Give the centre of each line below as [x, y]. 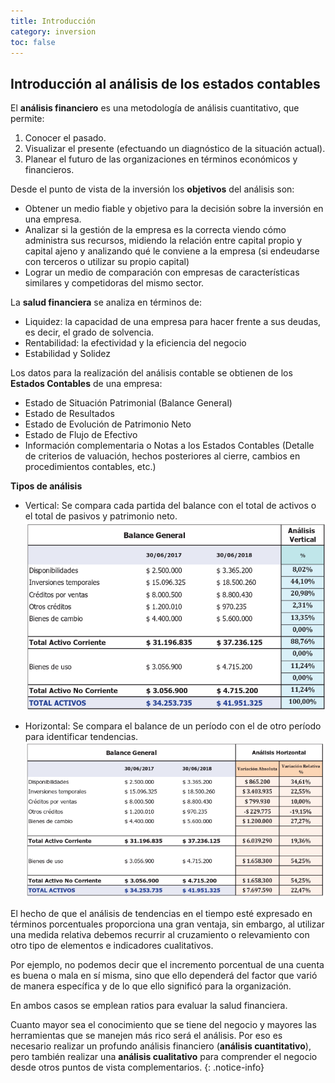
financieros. [49, 170]
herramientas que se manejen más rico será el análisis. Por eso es [146, 1035]
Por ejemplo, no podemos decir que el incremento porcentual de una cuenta [167, 964]
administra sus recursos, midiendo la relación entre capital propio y [163, 241]
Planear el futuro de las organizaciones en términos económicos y [161, 159]
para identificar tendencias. [81, 736]
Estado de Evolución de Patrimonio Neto [108, 424]
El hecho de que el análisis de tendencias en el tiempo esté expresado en [161, 913]
